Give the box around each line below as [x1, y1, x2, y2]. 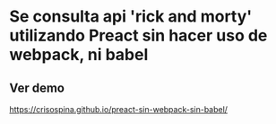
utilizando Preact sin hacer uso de [9, 25, 268, 46]
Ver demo [9, 80, 65, 95]
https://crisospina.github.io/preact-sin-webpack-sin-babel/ [9, 104, 229, 114]
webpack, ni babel [9, 45, 149, 65]
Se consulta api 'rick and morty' [9, 6, 253, 27]
